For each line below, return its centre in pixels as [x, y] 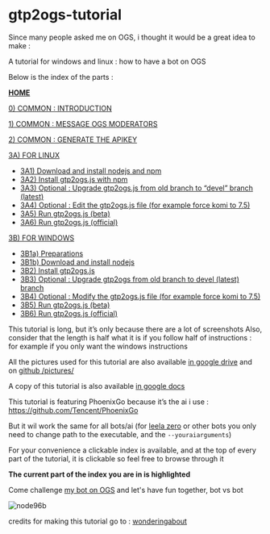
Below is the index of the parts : [61, 77]
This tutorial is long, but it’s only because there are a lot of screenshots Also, [135, 329]
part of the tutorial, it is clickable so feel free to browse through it [116, 458]
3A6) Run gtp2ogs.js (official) [69, 222]
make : [19, 45]
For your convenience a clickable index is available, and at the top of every [132, 450]
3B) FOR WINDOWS [42, 238]
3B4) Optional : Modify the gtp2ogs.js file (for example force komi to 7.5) [140, 296]
